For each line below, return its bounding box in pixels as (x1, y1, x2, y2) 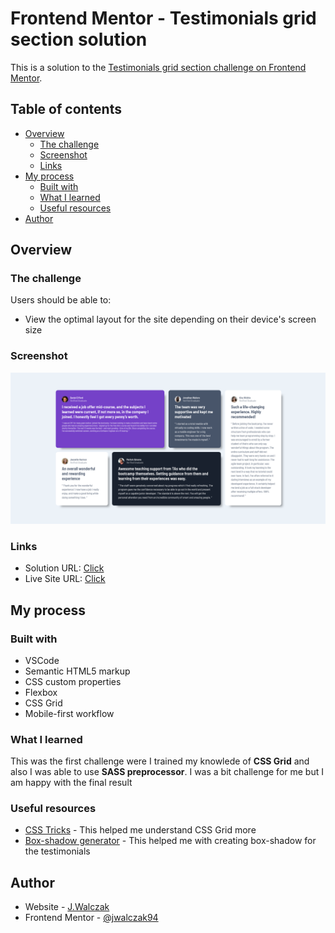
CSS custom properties (24, 675, 122, 687)
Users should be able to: (10, 294, 112, 306)
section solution (10, 28, 148, 51)
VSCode (24, 654, 60, 666)
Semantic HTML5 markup (24, 665, 131, 677)
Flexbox (24, 686, 58, 698)
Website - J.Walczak (24, 901, 110, 913)
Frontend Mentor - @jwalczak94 (24, 912, 159, 924)
